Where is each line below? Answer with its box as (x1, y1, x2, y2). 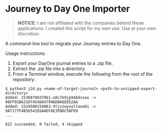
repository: (12, 76, 35, 82)
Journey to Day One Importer (5, 3, 130, 15)
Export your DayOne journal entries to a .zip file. (12, 60, 113, 66)
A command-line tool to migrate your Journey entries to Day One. (5, 40, 142, 46)
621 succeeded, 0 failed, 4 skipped (5, 121, 83, 127)
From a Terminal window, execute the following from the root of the (12, 71, 153, 77)
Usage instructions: (5, 50, 46, 56)
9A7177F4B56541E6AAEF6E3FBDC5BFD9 (5, 108, 78, 113)
